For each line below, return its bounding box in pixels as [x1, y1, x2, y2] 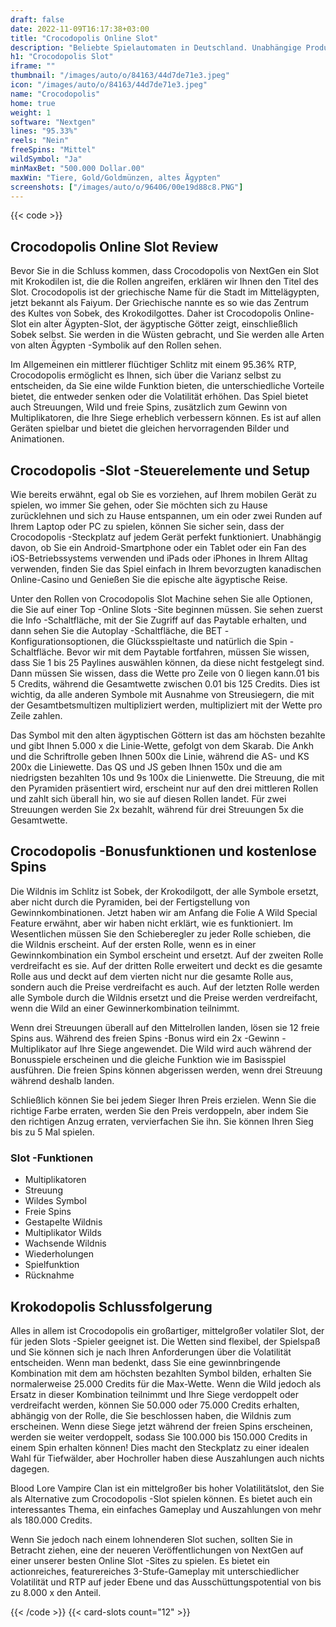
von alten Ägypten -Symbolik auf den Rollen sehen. [10, 339, 222, 351]
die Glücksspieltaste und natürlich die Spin [111, 636, 288, 647]
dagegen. [10, 1462, 50, 1475]
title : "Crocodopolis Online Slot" [10, 33, 159, 43]
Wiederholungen [24, 1248, 95, 1260]
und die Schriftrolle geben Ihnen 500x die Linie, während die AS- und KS [10, 751, 310, 762]
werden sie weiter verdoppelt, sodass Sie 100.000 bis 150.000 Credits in [10, 1431, 308, 1443]
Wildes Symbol [24, 1195, 87, 1207]
